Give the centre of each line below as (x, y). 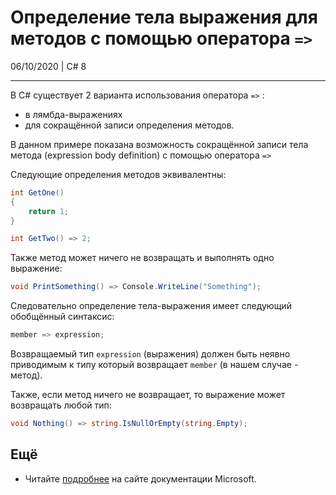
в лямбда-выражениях (73, 114)
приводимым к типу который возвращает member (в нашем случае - (154, 365)
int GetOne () (37, 192)
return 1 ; (49, 211)
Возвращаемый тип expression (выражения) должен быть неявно (150, 354)
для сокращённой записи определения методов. (129, 125)
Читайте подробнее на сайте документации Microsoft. (140, 478)
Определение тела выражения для (164, 17)
